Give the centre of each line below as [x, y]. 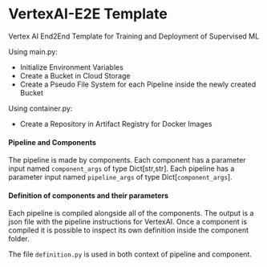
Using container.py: [40, 108]
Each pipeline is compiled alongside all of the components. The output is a [131, 213]
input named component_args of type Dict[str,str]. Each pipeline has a [121, 168]
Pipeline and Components [52, 142]
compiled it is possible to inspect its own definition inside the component [129, 230]
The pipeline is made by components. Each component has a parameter [127, 160]
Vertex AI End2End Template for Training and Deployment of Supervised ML [134, 36]
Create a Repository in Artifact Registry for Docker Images [116, 123]
